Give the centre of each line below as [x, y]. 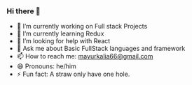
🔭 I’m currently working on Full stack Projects [82, 26]
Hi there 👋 [24, 11]
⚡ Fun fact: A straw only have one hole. [73, 74]
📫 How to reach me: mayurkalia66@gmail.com [85, 56]
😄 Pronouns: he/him [46, 66]
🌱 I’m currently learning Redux [60, 33]
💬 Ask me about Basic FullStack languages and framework [101, 49]
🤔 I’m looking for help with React [63, 41]
